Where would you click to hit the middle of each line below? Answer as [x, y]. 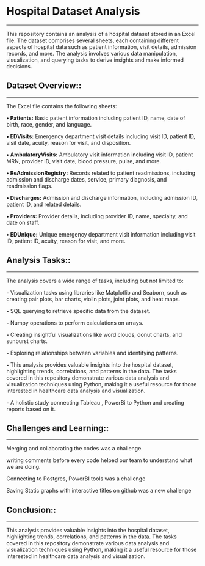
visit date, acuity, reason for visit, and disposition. [69, 142]
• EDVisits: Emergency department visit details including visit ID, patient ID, [101, 136]
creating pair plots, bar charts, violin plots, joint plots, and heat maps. [93, 299]
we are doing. [23, 467]
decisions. [19, 66]
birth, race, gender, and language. [49, 124]
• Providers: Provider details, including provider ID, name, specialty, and [97, 216]
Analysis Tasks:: [39, 260]
